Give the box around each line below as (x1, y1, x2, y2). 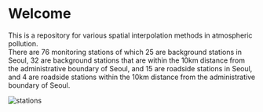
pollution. (8, 38, 38, 48)
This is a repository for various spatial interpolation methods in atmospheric (8, 31, 253, 40)
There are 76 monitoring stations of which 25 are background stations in (8, 47, 242, 56)
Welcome (8, 5, 71, 23)
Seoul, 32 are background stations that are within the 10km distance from (8, 56, 246, 65)
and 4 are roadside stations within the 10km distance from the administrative (8, 72, 256, 81)
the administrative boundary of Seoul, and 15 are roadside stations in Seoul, (8, 63, 253, 73)
